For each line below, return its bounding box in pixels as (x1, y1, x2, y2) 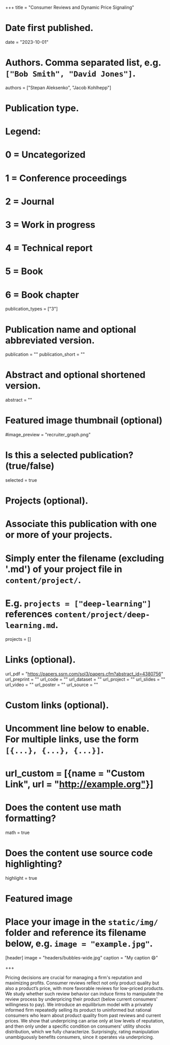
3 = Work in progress (5, 219, 95, 230)
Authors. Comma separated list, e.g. (5, 57, 161, 68)
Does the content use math (5, 802, 122, 814)
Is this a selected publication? (5, 450, 133, 461)
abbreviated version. (5, 334, 95, 346)
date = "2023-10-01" (5, 39, 49, 45)
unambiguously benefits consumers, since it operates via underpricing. (5, 1034, 154, 1040)
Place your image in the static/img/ (5, 916, 158, 928)
